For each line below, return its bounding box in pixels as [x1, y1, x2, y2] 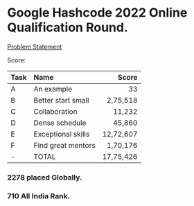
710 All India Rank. [7, 191, 71, 200]
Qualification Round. [7, 19, 128, 35]
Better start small [33, 95, 89, 105]
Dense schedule [33, 118, 87, 128]
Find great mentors [33, 140, 96, 150]
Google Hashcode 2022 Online [7, 5, 188, 21]
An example [33, 84, 73, 94]
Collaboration [33, 106, 78, 116]
